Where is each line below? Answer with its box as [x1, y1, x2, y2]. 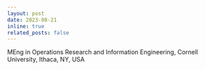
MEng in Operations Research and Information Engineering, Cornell [7, 48, 198, 56]
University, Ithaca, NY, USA [7, 56, 85, 64]
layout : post [7, 10, 45, 17]
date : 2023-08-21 [7, 16, 57, 23]
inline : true [7, 23, 45, 30]
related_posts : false [7, 29, 70, 36]
